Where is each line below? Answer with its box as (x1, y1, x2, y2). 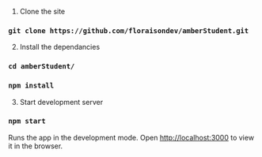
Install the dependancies (19, 43, 101, 52)
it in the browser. (8, 141, 63, 151)
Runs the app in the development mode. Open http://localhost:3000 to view (8, 133, 255, 142)
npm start (8, 117, 46, 125)
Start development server (19, 97, 104, 107)
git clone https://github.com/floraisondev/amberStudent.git (8, 26, 249, 35)
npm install (8, 81, 55, 90)
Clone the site (19, 7, 66, 16)
